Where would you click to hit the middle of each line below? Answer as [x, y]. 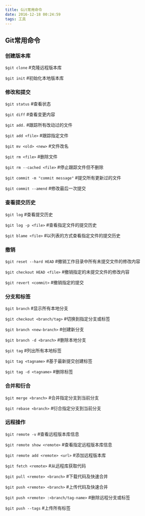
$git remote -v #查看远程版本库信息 [42, 434]
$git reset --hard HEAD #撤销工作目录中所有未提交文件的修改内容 [73, 261]
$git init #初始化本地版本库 [35, 78]
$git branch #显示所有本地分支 [37, 308]
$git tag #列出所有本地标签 [33, 350]
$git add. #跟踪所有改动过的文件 [39, 125]
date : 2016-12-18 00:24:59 [33, 14]
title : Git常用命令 [24, 10]
